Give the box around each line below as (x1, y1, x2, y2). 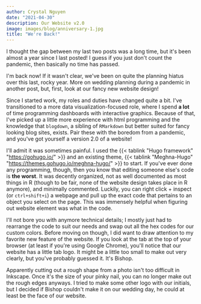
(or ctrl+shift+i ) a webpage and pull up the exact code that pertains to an (6, 192, 193, 199)
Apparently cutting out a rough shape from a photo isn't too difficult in (6, 267, 180, 274)
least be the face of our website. (6, 292, 87, 299)
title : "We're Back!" (6, 31, 61, 37)
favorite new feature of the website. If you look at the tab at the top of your (6, 236, 191, 243)
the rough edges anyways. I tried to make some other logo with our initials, (6, 279, 191, 287)
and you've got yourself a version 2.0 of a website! (6, 135, 132, 142)
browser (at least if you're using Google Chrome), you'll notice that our (6, 242, 182, 249)
